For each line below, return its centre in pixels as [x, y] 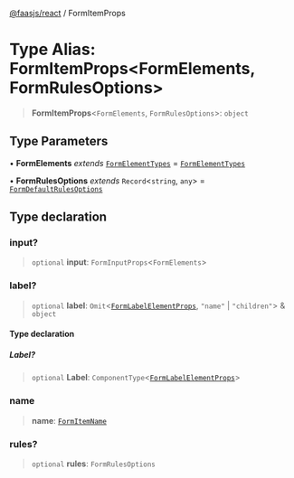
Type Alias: [53, 50]
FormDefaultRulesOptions [56, 189]
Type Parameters [59, 141]
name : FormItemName [69, 420]
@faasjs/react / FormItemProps [68, 13]
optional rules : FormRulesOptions [93, 464]
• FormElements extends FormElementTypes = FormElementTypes [128, 163]
